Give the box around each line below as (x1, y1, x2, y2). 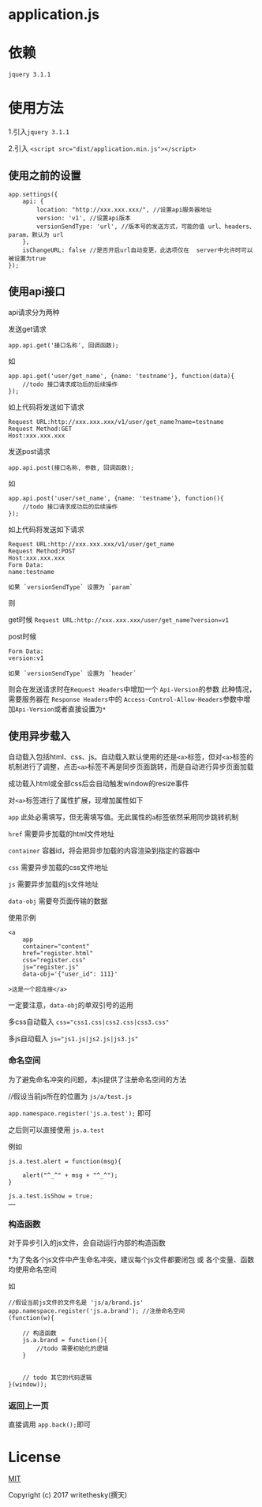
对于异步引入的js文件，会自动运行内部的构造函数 (8, 1238, 166, 1248)
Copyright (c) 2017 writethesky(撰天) (8, 1490, 128, 1500)
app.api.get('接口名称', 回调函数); (8, 341, 119, 349)
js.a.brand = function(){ (22, 1336, 108, 1344)
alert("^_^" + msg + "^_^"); (22, 1171, 118, 1179)
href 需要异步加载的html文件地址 (8, 829, 115, 838)
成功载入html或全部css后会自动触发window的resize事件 (8, 778, 189, 788)
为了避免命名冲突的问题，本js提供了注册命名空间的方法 (8, 1074, 187, 1084)
